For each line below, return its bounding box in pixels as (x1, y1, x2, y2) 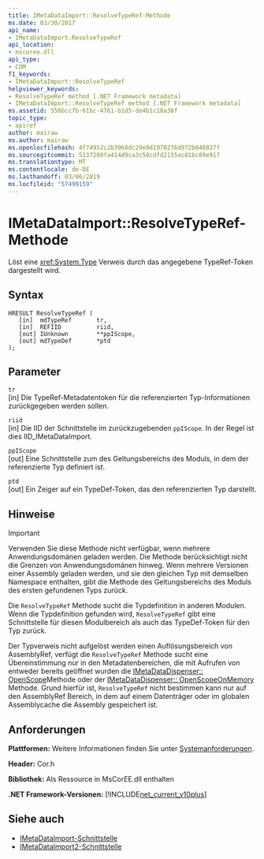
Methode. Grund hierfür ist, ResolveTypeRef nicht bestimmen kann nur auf (8, 683, 247, 693)
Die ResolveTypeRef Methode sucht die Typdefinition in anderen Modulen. (8, 601, 247, 611)
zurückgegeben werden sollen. (8, 401, 109, 411)
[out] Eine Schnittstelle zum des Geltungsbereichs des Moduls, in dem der (8, 454, 249, 464)
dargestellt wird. (8, 265, 61, 275)
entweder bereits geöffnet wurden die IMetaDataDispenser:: (8, 667, 203, 676)
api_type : (8, 56, 41, 64)
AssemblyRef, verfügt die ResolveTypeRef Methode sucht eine (8, 650, 209, 659)
